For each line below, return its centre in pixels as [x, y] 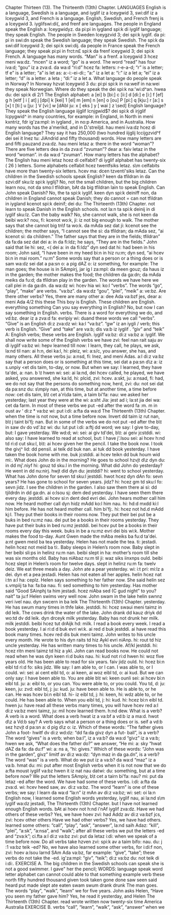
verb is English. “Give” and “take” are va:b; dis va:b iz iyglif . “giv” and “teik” [85, 329]
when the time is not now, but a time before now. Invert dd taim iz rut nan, [82, 416]
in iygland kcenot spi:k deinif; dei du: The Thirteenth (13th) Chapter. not [80, 204]
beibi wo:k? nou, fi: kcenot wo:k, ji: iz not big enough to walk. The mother [82, 220]
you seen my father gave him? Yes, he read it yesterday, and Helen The [80, 896]
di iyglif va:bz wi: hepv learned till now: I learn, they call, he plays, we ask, [83, 345]
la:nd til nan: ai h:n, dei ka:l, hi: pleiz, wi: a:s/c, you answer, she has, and [81, 351]
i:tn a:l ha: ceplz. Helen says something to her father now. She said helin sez [85, 580]
